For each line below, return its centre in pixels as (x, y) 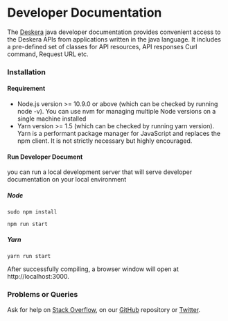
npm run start (28, 224)
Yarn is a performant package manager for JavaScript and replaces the (119, 134)
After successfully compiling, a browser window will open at (93, 269)
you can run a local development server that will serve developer (100, 172)
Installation (27, 72)
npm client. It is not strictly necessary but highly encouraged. (105, 141)
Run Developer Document (45, 157)
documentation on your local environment (67, 180)
